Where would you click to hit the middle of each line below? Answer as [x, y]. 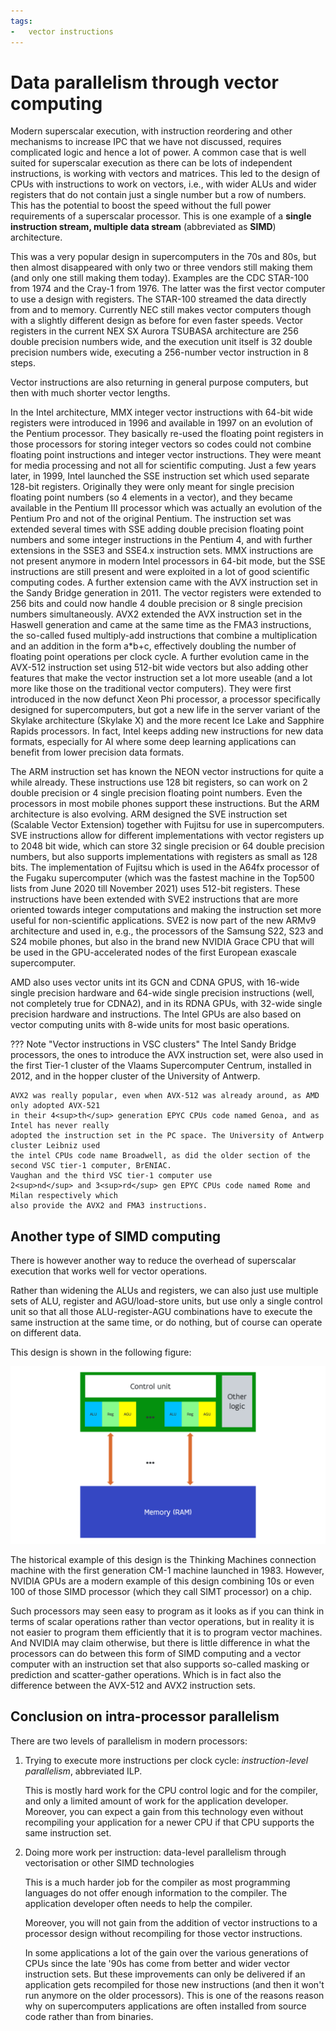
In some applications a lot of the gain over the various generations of [166, 1952]
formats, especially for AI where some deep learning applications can [153, 742]
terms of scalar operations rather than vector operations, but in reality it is [162, 1621]
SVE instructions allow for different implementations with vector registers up [167, 836]
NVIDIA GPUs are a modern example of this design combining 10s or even [162, 1581]
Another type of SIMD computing [115, 1236]
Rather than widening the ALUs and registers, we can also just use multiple [164, 1291]
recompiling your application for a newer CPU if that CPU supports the [169, 1822]
